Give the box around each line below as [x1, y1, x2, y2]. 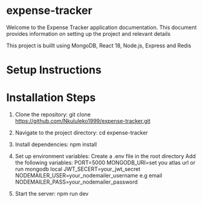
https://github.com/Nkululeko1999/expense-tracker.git [14, 118, 151, 125]
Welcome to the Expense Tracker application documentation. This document [6, 24, 197, 31]
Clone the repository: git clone [14, 111, 91, 118]
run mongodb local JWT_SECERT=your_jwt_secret [14, 165, 141, 173]
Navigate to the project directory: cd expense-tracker [14, 129, 148, 136]
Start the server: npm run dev [14, 190, 89, 198]
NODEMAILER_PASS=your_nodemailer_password [14, 178, 138, 185]
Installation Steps [6, 91, 96, 105]
